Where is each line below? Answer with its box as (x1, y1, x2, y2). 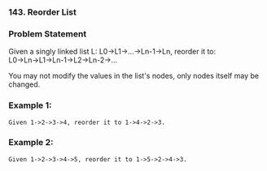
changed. (8, 79, 41, 89)
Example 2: (8, 137, 54, 148)
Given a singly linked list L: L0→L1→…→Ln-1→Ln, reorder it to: (8, 47, 217, 57)
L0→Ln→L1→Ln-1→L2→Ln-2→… (8, 55, 118, 65)
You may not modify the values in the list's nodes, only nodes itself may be (8, 71, 259, 81)
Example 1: (8, 100, 52, 111)
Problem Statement (8, 28, 87, 39)
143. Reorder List (8, 6, 77, 18)
